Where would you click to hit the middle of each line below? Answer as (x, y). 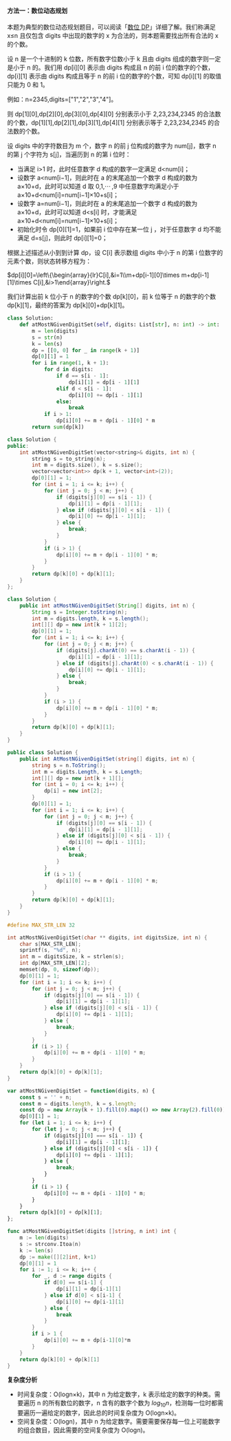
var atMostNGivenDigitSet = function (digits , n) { (81, 1091)
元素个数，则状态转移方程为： (49, 261)
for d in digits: (69, 370)
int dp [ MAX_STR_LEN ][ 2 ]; (55, 963)
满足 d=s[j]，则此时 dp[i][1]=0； (62, 238)
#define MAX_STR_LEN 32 (41, 925)
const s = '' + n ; (46, 1097)
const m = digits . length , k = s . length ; (78, 1103)
